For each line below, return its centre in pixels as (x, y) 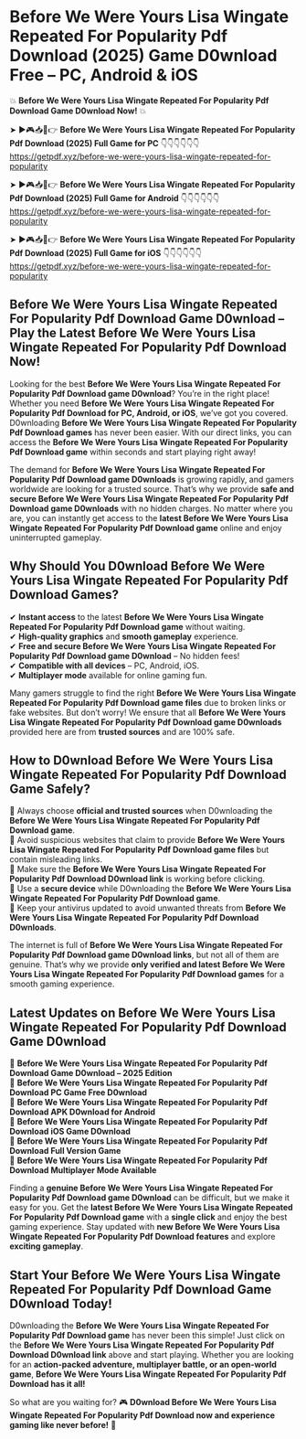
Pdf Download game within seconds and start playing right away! (133, 452)
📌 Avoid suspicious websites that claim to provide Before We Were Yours (147, 840)
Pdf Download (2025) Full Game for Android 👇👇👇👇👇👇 (115, 197)
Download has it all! (47, 1384)
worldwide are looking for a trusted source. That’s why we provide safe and (152, 489)
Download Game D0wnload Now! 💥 (78, 111)
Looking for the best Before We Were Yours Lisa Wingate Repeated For (145, 384)
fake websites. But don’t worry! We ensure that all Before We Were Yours (148, 712)
